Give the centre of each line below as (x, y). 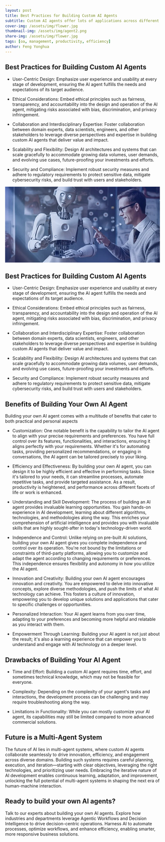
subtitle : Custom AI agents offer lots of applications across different (82, 21)
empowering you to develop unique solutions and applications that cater (85, 599)
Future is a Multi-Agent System (54, 738)
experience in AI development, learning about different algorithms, (79, 512)
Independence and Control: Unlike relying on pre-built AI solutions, (80, 537)
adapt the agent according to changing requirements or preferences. (82, 559)
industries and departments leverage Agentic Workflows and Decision (76, 818)
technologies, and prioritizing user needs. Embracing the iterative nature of (81, 770)
